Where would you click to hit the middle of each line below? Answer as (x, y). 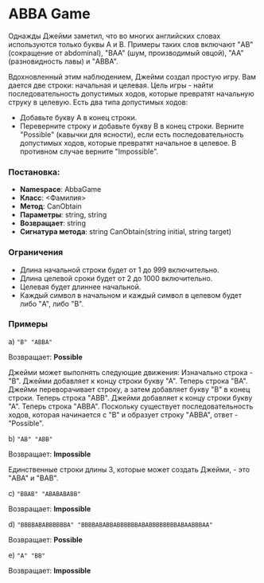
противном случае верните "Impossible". (89, 151)
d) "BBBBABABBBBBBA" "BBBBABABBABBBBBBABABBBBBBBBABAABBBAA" (111, 524)
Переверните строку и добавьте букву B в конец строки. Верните (132, 126)
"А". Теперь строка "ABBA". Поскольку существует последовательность (131, 406)
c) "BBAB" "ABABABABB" (45, 493)
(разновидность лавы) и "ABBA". (63, 61)
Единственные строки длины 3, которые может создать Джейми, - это (129, 469)
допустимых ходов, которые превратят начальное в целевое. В (128, 143)
